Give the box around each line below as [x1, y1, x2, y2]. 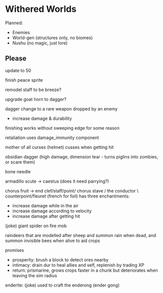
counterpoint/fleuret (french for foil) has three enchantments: [5, 193, 130, 199]
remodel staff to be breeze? [5, 87, 62, 93]
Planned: [5, 20, 23, 26]
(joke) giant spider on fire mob [5, 223, 67, 229]
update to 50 [5, 67, 31, 73]
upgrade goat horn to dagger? [5, 96, 67, 102]
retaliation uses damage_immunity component [5, 135, 99, 141]
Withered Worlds [5, 3, 77, 15]
